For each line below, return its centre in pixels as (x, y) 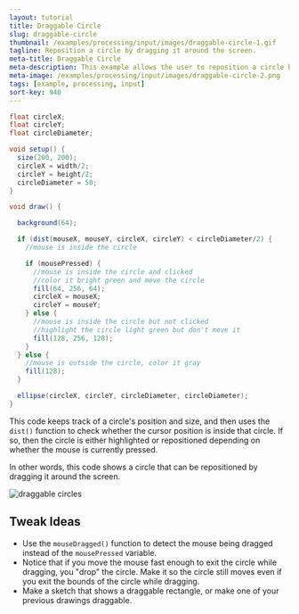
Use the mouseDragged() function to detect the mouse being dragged (147, 543)
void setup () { (37, 149)
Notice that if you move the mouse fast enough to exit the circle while (149, 562)
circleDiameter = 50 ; (57, 183)
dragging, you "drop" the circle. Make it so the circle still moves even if (152, 571)
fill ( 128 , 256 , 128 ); (73, 338)
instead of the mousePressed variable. (89, 552)
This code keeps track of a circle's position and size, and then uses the (140, 421)
